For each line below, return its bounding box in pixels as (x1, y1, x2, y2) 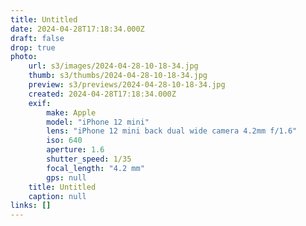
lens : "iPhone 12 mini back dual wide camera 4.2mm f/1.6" (46, 126, 298, 136)
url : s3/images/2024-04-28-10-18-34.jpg (28, 61, 199, 71)
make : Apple (46, 107, 97, 118)
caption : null (28, 191, 87, 201)
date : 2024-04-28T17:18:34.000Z (10, 24, 145, 34)
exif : (28, 98, 52, 108)
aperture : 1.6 (46, 145, 105, 155)
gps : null (46, 172, 87, 183)
